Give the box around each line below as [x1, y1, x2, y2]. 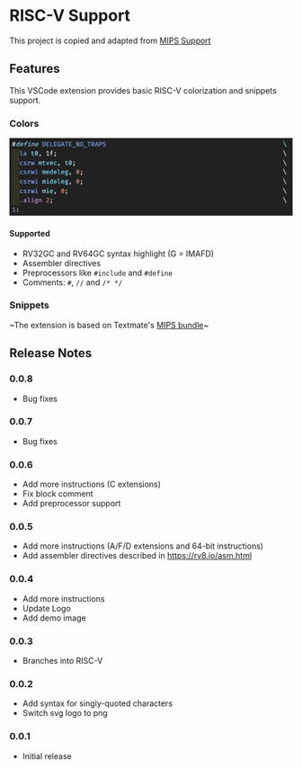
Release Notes [9, 345, 93, 361]
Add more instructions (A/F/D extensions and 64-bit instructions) [22, 541, 263, 551]
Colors [9, 117, 40, 130]
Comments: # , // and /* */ [22, 276, 123, 288]
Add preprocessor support [22, 498, 121, 509]
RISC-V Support [9, 5, 131, 26]
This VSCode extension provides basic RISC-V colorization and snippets [9, 85, 277, 95]
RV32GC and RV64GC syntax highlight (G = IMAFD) [22, 248, 214, 259]
